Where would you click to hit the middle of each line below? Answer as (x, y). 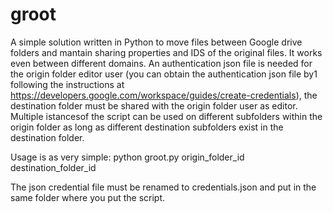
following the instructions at (67, 84)
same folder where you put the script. (88, 197)
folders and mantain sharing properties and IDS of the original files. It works (166, 52)
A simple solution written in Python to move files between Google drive (156, 42)
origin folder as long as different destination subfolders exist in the (147, 127)
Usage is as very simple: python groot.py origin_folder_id (127, 157)
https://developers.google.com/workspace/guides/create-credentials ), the (164, 95)
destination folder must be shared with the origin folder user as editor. (154, 105)
